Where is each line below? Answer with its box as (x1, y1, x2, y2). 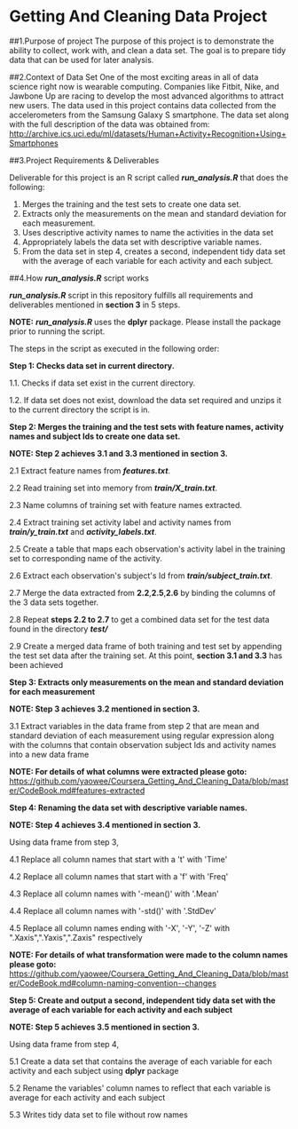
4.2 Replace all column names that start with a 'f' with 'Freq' (9, 871, 229, 881)
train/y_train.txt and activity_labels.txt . (9, 526, 157, 537)
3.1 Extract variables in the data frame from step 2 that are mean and (9, 720, 260, 731)
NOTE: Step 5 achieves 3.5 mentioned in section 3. (9, 1022, 200, 1032)
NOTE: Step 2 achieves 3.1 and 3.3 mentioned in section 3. (9, 448, 228, 458)
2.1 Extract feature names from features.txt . (9, 465, 171, 476)
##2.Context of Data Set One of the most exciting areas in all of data (9, 71, 259, 82)
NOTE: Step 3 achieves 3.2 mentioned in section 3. (9, 704, 200, 714)
